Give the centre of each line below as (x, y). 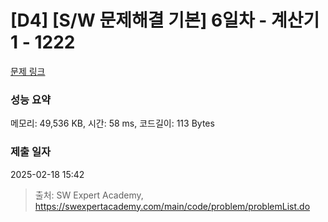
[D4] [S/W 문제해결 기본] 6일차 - (139, 20)
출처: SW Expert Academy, (89, 195)
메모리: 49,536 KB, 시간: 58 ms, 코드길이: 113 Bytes (112, 123)
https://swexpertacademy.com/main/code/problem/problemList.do (172, 206)
